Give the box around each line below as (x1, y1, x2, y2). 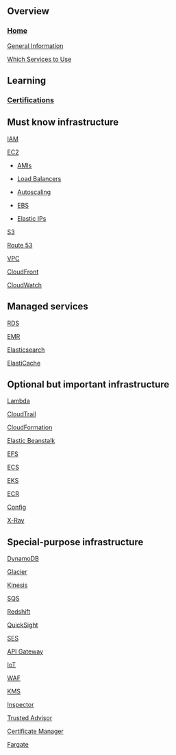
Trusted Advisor (7, 714, 53, 722)
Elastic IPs (16, 214, 47, 222)
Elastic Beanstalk (7, 437, 55, 445)
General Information (7, 41, 64, 50)
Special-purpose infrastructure (7, 536, 144, 548)
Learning (7, 75, 47, 86)
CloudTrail (7, 410, 36, 418)
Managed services (7, 301, 89, 313)
